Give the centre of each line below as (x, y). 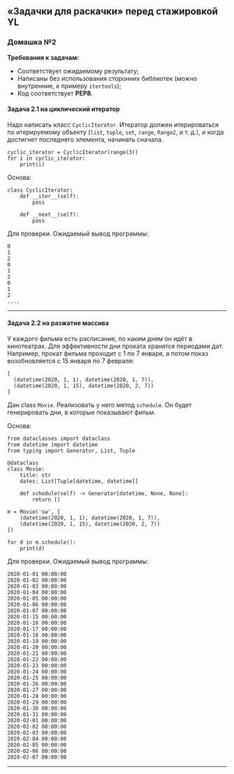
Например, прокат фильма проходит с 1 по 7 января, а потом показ (108, 354)
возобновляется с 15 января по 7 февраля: (71, 361)
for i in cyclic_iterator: (46, 158)
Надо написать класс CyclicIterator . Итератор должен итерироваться (113, 124)
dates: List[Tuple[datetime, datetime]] (79, 481)
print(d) (32, 549)
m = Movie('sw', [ (34, 512)
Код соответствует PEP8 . (55, 93)
